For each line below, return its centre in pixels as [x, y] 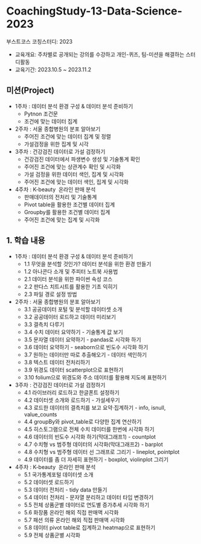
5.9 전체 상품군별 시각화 [52, 535]
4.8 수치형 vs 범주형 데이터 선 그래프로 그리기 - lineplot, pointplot [102, 451]
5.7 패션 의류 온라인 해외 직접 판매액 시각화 [74, 520]
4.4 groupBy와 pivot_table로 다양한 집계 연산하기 [83, 421]
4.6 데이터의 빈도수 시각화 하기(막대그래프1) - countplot [90, 436]
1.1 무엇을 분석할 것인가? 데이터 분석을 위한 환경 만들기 [88, 264]
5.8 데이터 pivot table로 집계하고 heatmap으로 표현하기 [90, 527]
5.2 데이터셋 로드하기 [49, 482]
